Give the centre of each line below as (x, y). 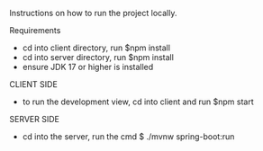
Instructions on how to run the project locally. (93, 13)
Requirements (35, 30)
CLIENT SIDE (34, 84)
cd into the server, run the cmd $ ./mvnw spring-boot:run (128, 137)
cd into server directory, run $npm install (98, 57)
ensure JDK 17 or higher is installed (88, 67)
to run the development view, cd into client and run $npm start (138, 102)
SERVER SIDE (35, 119)
